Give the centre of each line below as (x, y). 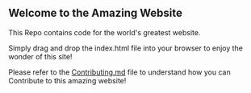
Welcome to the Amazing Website (96, 13)
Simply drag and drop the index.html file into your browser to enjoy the (126, 48)
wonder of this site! (40, 56)
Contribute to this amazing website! (67, 80)
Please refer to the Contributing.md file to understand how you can (120, 72)
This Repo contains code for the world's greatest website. (105, 32)
